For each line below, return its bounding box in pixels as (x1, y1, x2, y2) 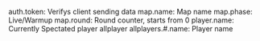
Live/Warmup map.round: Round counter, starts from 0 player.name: (8, 15, 235, 25)
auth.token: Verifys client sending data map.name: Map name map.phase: (8, 7, 253, 16)
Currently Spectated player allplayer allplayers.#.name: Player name (8, 24, 233, 33)
